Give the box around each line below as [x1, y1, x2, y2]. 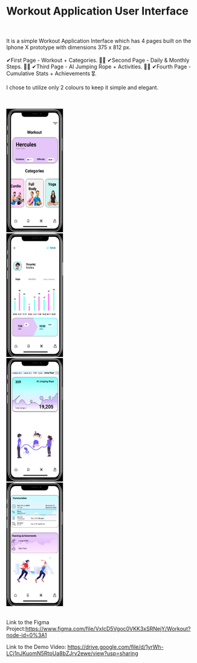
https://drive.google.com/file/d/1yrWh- [67, 643, 164, 650]
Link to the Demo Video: [6, 643, 66, 650]
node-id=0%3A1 [6, 631, 47, 639]
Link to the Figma [6, 618, 50, 625]
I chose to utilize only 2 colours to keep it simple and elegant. [6, 84, 159, 91]
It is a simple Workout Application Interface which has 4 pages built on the [6, 37, 192, 44]
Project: [6, 625, 26, 632]
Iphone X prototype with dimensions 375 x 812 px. [6, 44, 131, 51]
